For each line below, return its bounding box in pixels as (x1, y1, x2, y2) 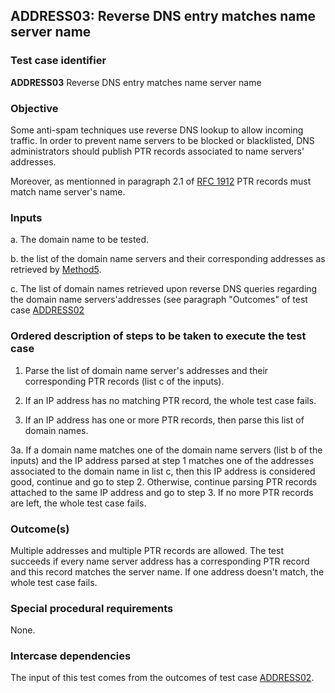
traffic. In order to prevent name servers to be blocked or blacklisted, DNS (10, 134, 315, 146)
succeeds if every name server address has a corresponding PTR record (10, 555, 310, 567)
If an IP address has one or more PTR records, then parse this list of (24, 414, 305, 426)
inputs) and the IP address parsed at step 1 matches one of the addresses (10, 454, 315, 466)
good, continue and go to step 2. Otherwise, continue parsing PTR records (10, 475, 318, 488)
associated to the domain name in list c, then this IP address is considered (10, 465, 316, 477)
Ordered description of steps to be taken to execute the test (10, 329, 307, 343)
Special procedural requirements (10, 601, 174, 615)
